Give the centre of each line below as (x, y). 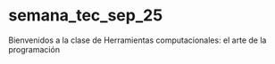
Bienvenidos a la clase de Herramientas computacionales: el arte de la (137, 40)
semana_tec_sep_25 (86, 16)
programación (34, 49)
